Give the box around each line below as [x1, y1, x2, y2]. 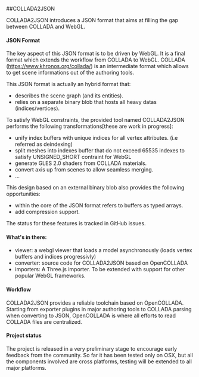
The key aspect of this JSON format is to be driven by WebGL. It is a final [6, 50, 186, 57]
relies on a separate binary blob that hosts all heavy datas [14, 99, 157, 106]
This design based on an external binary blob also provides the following [6, 184, 185, 191]
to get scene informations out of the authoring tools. [6, 69, 135, 76]
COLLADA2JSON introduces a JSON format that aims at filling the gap [6, 17, 179, 23]
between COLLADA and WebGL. [6, 23, 85, 30]
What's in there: [6, 233, 47, 241]
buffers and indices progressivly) [14, 253, 97, 260]
